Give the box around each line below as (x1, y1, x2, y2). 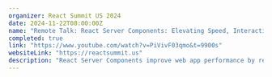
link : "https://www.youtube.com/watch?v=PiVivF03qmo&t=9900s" (8, 42, 223, 50)
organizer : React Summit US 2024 (8, 11, 121, 20)
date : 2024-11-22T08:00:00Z (8, 19, 104, 27)
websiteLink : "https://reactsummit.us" (8, 49, 143, 57)
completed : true (8, 34, 63, 43)
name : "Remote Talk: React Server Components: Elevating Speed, (8, 26, 230, 34)
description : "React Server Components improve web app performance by (8, 57, 255, 65)
